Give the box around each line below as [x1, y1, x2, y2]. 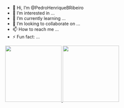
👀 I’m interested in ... [12, 10, 55, 16]
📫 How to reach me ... [12, 26, 59, 32]
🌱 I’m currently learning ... [12, 15, 66, 21]
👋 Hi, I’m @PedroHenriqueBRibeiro [12, 5, 84, 10]
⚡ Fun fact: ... [12, 34, 40, 39]
